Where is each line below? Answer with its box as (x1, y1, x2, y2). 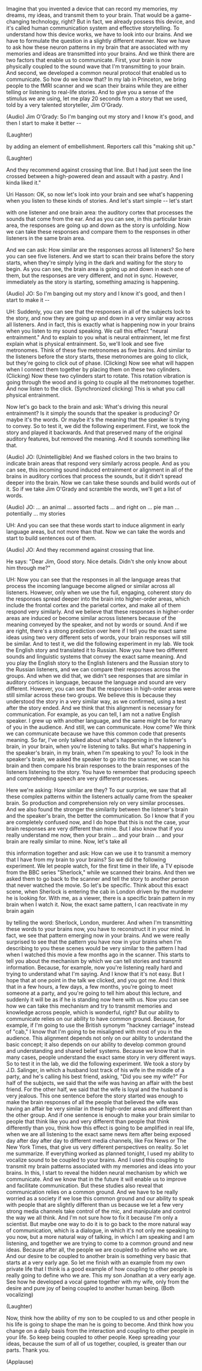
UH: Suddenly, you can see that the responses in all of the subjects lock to (6, 308, 191, 315)
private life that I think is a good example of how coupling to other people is (6, 1265, 193, 1273)
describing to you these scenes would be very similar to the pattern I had (6, 945, 188, 951)
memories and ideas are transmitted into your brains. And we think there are (6, 50, 195, 57)
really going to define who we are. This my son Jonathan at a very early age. (6, 1272, 196, 1279)
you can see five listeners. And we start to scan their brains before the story (6, 253, 195, 260)
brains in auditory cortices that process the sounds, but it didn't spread (6, 473, 182, 479)
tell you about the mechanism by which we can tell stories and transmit (6, 957, 182, 965)
